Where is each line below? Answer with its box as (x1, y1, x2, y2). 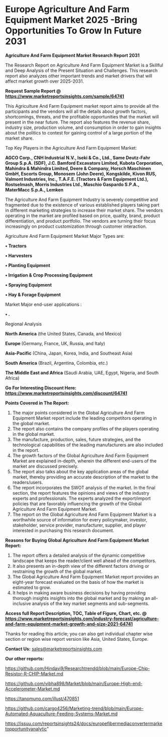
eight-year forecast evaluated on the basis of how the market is (12, 579, 144, 585)
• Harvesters (5, 252, 33, 258)
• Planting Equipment (5, 262, 51, 268)
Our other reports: (5, 655, 44, 661)
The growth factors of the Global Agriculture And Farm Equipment (12, 452, 149, 458)
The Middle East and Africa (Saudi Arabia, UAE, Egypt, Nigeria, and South (5, 369, 159, 376)
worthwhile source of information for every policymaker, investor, (12, 516, 147, 522)
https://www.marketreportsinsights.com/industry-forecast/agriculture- (5, 616, 159, 622)
